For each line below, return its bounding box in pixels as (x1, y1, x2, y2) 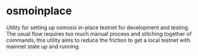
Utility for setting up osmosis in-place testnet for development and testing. (6, 24, 190, 31)
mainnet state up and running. (6, 43, 80, 50)
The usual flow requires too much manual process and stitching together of (6, 30, 192, 37)
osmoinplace (6, 4, 72, 18)
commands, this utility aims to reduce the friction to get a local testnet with (6, 36, 190, 43)
